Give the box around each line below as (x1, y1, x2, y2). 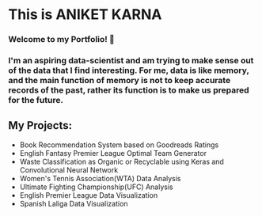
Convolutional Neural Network (19, 165, 119, 175)
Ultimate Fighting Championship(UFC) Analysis (19, 182, 173, 191)
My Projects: (8, 119, 73, 132)
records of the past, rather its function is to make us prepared (8, 85, 249, 96)
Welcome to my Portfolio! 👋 (8, 34, 115, 45)
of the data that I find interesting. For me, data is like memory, (8, 65, 249, 76)
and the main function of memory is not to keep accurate (8, 75, 231, 86)
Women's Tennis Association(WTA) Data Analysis (19, 173, 181, 183)
